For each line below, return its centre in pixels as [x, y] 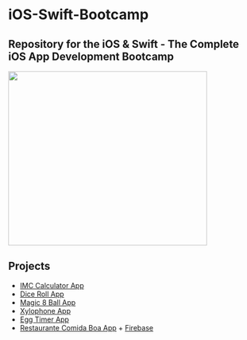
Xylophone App [45, 311]
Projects [29, 266]
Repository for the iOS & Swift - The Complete [124, 44]
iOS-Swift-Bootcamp [79, 15]
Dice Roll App [42, 294]
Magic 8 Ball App [48, 302]
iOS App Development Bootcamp [91, 56]
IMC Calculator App [52, 285]
